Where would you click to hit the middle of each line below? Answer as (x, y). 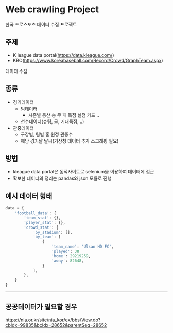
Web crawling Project (52, 10)
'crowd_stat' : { (41, 227)
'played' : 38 (65, 251)
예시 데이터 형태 (29, 196)
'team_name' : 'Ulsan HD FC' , (83, 247)
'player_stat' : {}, (45, 222)
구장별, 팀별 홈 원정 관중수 (47, 134)
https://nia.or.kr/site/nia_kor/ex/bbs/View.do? (53, 320)
